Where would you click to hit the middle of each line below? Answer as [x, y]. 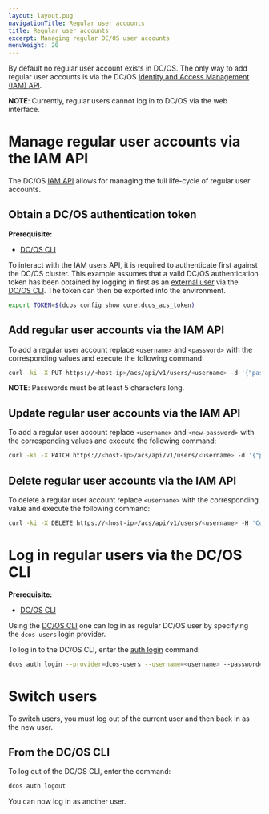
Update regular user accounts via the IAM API [124, 413]
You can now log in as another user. [67, 801]
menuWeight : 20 [34, 46]
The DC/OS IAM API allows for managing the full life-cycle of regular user [129, 181]
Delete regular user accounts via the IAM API [122, 480]
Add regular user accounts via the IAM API [116, 330]
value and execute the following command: [79, 508]
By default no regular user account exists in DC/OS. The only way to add [128, 68]
